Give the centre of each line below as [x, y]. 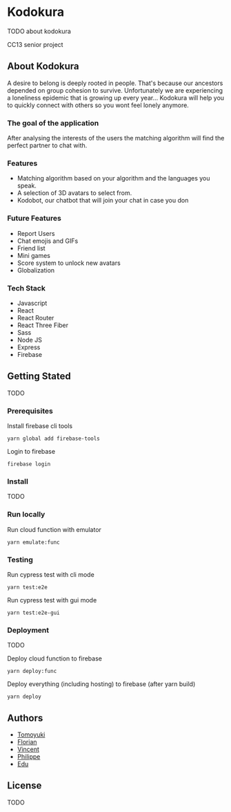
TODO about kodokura [39, 31]
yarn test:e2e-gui [33, 613]
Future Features [34, 219]
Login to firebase [31, 452]
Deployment [28, 630]
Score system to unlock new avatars [69, 263]
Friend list [31, 248]
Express [29, 347]
